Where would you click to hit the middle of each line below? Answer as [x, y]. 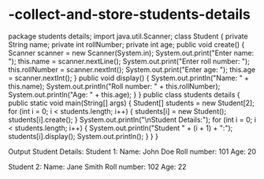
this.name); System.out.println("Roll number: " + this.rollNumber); [114, 86]
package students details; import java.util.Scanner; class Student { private [128, 36]
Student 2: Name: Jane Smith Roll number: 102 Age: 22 [97, 166]
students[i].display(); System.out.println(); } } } [84, 136]
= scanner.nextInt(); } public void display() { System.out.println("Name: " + [129, 78]
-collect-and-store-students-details [129, 15]
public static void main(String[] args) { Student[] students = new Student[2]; [131, 103]
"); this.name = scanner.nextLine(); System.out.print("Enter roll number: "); [129, 61]
